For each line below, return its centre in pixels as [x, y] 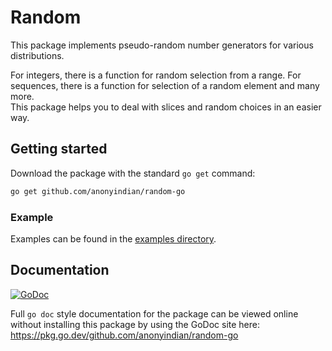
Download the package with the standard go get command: [133, 173]
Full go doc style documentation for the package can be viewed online [154, 313]
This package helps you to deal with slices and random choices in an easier [166, 107]
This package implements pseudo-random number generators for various [162, 45]
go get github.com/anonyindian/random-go [98, 191]
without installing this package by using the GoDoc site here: [135, 324]
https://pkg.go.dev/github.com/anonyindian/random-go [124, 335]
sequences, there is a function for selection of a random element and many [165, 85]
